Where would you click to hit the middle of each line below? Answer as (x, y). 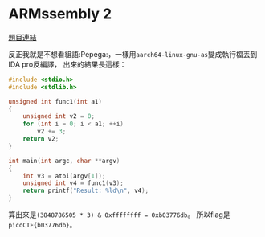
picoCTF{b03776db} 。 (43, 225)
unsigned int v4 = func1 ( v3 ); (73, 183)
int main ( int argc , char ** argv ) (64, 161)
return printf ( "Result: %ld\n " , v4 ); (86, 191)
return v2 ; (41, 139)
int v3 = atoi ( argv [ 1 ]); (64, 176)
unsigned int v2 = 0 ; (59, 116)
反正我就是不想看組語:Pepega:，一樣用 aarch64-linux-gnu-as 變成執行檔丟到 (133, 54)
